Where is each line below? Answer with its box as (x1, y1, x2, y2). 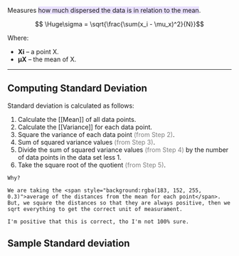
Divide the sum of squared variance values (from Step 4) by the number (17, 145, 229, 154)
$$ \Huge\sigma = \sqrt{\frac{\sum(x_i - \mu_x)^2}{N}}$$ (35, 20, 204, 28)
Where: (7, 34, 29, 42)
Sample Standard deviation (7, 237, 130, 250)
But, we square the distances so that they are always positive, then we (7, 199, 231, 206)
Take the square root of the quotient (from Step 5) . (17, 160, 166, 169)
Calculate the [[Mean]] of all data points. (17, 115, 137, 123)
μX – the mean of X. (17, 55, 77, 63)
